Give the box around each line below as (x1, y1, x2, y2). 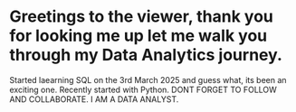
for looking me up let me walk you (9, 25, 268, 46)
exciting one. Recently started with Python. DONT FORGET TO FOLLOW (9, 84, 278, 95)
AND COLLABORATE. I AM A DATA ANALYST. (9, 93, 179, 105)
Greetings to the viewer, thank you (9, 6, 274, 27)
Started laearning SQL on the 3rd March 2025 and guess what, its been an (9, 74, 287, 85)
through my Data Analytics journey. (9, 45, 283, 65)
